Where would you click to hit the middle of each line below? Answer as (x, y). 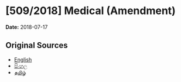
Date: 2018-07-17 (27, 27)
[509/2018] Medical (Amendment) (91, 11)
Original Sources (37, 45)
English (23, 59)
